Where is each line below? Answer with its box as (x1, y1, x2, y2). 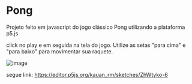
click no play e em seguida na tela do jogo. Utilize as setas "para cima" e (6, 41, 186, 49)
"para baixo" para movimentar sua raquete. (6, 47, 113, 55)
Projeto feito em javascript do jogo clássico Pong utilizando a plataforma (6, 23, 185, 31)
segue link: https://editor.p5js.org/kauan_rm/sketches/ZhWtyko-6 (6, 71, 168, 78)
